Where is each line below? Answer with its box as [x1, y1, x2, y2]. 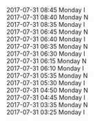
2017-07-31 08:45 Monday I [6, 6, 85, 14]
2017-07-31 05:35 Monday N [6, 71, 88, 80]
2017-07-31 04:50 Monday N [6, 86, 89, 94]
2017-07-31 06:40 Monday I [6, 35, 85, 43]
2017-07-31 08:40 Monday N [6, 13, 89, 21]
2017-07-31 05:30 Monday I [6, 79, 85, 87]
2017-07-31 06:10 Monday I [6, 65, 84, 72]
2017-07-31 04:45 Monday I [6, 93, 85, 102]
